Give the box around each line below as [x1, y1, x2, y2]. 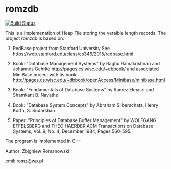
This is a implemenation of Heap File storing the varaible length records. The [5, 30, 166, 36]
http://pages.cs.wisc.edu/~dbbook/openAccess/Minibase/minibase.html [12, 77, 165, 83]
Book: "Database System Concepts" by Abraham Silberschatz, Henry [12, 102, 159, 108]
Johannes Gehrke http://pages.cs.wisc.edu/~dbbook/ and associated [12, 66, 159, 72]
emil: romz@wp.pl [5, 158, 43, 164]
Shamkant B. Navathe [12, 92, 59, 98]
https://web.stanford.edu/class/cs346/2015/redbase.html [12, 51, 134, 57]
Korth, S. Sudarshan [12, 107, 55, 113]
